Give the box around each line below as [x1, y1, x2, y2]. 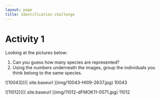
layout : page [5, 7, 32, 12]
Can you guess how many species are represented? [12, 59, 119, 65]
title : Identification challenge [5, 12, 75, 17]
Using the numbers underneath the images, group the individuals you [12, 65, 155, 71]
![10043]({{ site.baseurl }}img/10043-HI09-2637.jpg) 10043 [5, 80, 127, 86]
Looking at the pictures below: [5, 50, 68, 56]
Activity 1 [5, 33, 45, 45]
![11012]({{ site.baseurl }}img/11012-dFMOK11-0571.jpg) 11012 [5, 89, 130, 95]
